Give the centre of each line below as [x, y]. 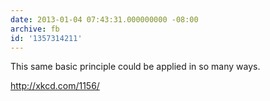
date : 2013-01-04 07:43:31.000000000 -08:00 [104, 19]
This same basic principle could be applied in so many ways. [135, 67]
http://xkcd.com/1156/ [55, 86]
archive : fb [35, 29]
